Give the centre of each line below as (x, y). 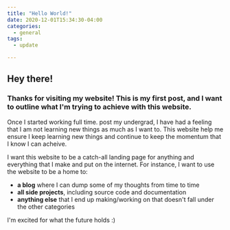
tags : (15, 39)
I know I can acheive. (37, 144)
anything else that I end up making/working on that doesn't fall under (116, 199)
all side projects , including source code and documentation (102, 192)
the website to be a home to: (47, 171)
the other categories (46, 207)
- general (27, 33)
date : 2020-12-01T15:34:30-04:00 (55, 20)
